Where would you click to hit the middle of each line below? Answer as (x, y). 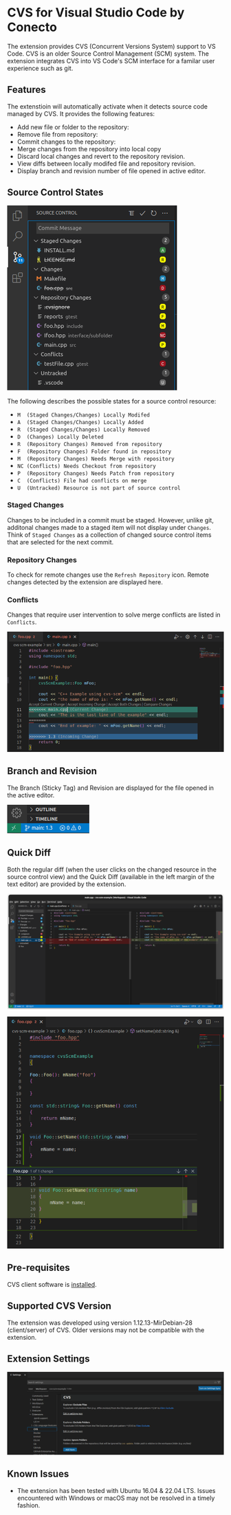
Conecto (32, 27)
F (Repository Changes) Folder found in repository (94, 452)
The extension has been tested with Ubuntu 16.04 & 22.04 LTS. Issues (116, 1490)
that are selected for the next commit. (60, 542)
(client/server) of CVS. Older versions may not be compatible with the (106, 1330)
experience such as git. (40, 68)
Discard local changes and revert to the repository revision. (101, 156)
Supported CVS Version (59, 1306)
